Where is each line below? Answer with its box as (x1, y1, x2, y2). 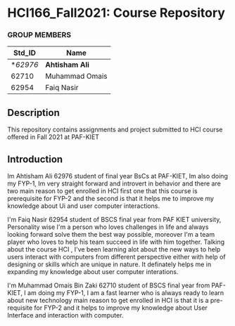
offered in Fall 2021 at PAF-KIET (7, 133, 100, 141)
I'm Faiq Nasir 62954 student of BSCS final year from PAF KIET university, (7, 216, 222, 224)
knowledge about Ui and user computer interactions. (7, 202, 160, 210)
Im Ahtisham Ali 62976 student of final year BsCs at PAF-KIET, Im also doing (7, 172, 229, 181)
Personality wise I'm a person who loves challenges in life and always (7, 223, 209, 231)
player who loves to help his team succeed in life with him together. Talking (7, 237, 225, 247)
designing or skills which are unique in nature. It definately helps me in (7, 260, 212, 268)
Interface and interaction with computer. (7, 311, 124, 320)
